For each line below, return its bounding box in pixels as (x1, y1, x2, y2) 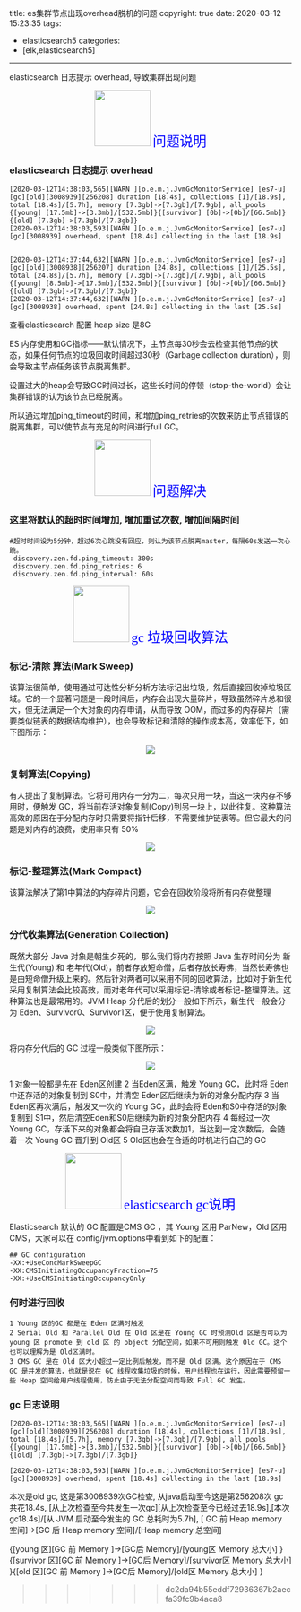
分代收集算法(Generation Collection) (9, 929, 168, 941)
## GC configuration (9, 1250, 87, 1260)
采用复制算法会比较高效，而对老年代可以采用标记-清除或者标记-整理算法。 (9, 984, 284, 995)
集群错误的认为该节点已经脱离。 (9, 391, 127, 402)
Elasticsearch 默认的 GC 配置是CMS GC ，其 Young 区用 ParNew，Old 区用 (9, 1221, 288, 1232)
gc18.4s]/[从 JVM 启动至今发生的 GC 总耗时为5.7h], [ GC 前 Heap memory (9, 1513, 282, 1524)
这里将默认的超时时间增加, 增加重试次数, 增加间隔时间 (9, 514, 240, 526)
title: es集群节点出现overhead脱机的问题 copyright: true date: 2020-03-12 (9, 8, 282, 18)
